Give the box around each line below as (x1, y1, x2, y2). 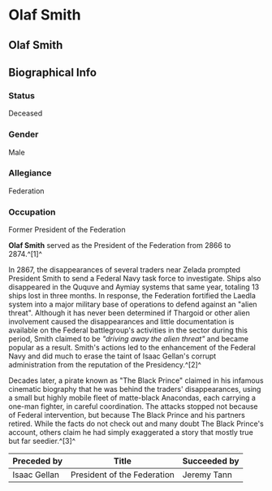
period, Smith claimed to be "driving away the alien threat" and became (8, 334, 249, 344)
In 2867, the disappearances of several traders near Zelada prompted (8, 265, 241, 275)
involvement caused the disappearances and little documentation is (8, 317, 235, 327)
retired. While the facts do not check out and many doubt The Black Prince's (8, 419, 264, 428)
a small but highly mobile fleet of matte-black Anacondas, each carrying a (8, 393, 256, 403)
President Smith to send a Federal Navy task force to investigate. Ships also (8, 274, 261, 284)
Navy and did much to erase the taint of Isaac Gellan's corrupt (8, 351, 217, 361)
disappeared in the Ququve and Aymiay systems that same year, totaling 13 (8, 282, 260, 292)
